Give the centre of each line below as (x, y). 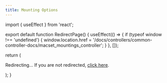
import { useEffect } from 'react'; (39, 24)
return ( (13, 55)
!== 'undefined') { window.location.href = (49, 40)
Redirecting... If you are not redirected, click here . (57, 65)
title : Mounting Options (32, 10)
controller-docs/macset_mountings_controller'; (54, 45)
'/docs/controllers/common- (123, 40)
